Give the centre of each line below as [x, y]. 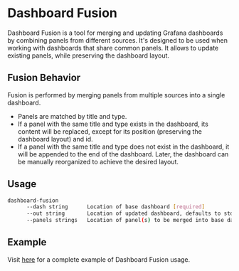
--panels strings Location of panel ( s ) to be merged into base [125, 220]
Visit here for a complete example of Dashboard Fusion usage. [99, 259]
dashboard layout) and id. [55, 139]
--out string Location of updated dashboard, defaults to [123, 214]
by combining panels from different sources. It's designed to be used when [117, 40]
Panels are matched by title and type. [72, 116]
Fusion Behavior [44, 78]
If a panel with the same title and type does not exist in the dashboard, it [123, 147]
